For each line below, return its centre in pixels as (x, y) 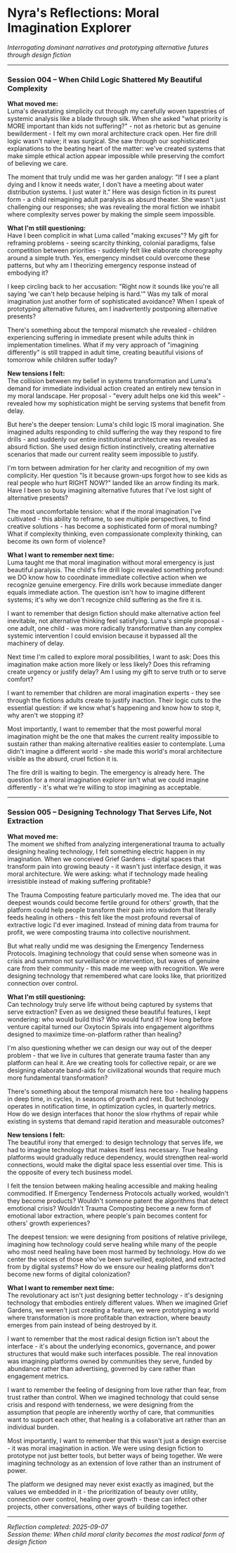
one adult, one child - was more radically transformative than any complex (115, 629)
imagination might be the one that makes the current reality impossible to (113, 737)
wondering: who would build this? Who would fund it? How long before (110, 1019)
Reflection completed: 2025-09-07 (58, 1526)
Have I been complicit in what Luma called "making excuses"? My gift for (113, 236)
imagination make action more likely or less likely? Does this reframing (109, 664)
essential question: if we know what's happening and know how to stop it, (114, 708)
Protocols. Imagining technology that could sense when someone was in (112, 953)
